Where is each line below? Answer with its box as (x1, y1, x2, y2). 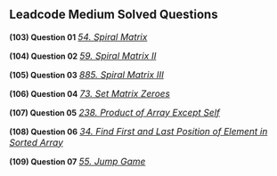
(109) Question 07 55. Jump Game (9, 155, 146, 167)
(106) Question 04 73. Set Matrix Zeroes (9, 87, 171, 100)
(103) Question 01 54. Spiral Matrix (9, 30, 148, 43)
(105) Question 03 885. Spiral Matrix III (9, 68, 165, 81)
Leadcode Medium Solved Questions (9, 7, 218, 22)
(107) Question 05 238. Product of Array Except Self (9, 106, 221, 118)
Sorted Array (9, 136, 64, 148)
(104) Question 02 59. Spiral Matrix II (9, 49, 157, 61)
